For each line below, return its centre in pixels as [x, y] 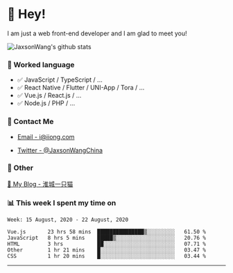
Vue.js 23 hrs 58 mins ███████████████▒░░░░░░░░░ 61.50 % [107, 232]
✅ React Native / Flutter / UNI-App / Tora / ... [81, 88]
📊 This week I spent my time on [62, 202]
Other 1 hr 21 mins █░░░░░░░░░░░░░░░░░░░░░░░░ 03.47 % [107, 250]
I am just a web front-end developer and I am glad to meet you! [97, 33]
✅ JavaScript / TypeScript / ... [60, 80]
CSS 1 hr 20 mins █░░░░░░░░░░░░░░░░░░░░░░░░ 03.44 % [107, 256]
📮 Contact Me [31, 122]
